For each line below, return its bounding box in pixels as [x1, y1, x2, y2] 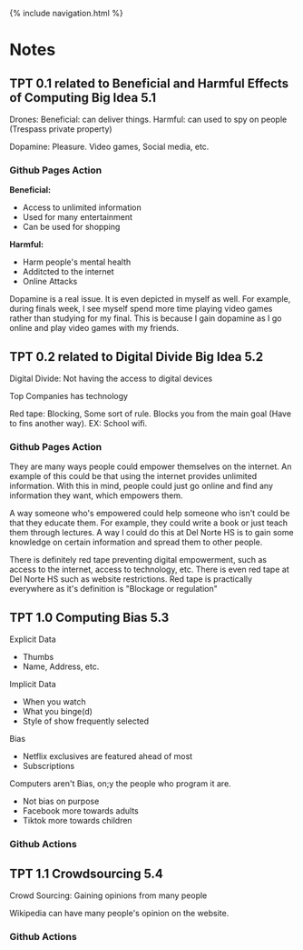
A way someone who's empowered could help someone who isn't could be [9, 508, 290, 519]
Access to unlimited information [22, 202, 142, 213]
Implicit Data [9, 679, 56, 690]
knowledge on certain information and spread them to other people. [9, 536, 263, 548]
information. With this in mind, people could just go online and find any [9, 481, 274, 492]
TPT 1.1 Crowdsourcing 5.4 [9, 865, 163, 881]
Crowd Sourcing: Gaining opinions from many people [9, 890, 208, 901]
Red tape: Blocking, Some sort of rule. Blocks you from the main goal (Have [9, 408, 292, 419]
